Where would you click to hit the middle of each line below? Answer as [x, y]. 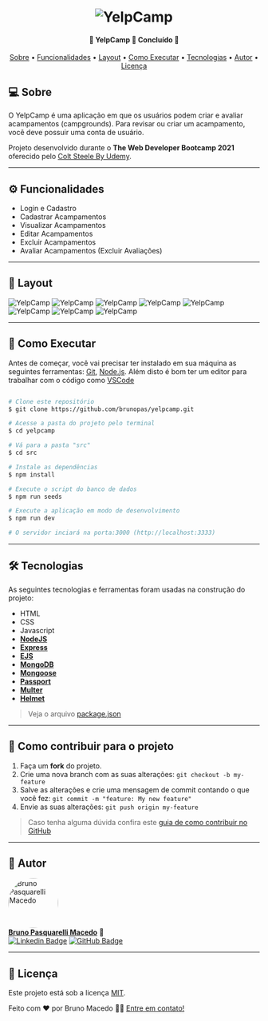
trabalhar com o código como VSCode [71, 380]
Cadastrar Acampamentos [63, 217]
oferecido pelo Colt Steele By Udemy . [70, 157]
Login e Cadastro [48, 209]
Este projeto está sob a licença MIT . [67, 993]
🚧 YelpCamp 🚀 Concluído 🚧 [134, 39]
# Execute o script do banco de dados [73, 489]
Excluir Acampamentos [58, 242]
